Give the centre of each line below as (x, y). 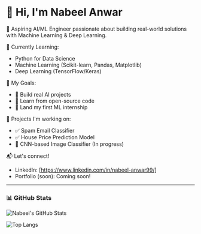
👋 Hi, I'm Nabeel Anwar (64, 12)
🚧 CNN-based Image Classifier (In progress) (69, 144)
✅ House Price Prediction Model (54, 137)
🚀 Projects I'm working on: (39, 119)
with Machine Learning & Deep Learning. (57, 35)
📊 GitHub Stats (29, 197)
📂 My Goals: (21, 83)
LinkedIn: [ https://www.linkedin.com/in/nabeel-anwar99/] (86, 170)
